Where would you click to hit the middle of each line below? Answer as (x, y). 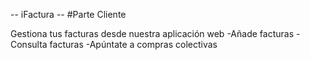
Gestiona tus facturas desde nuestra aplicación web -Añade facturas (152, 33)
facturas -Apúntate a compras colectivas (133, 44)
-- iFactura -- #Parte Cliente (68, 14)
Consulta (29, 44)
